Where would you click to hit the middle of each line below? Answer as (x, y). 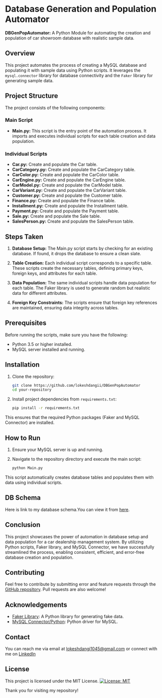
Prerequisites (26, 323)
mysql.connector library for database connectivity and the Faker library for (79, 75)
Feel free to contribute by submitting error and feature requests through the (81, 584)
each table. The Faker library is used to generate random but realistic (81, 288)
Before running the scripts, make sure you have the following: (66, 335)
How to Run (23, 438)
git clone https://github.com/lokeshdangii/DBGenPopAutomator (76, 385)
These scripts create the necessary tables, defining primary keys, (78, 268)
